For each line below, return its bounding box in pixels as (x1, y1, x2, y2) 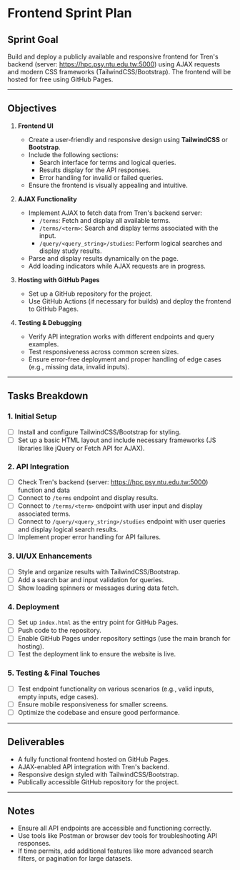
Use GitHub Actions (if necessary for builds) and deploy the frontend (28, 296, 231, 305)
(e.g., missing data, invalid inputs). (28, 362, 130, 371)
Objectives (7, 102, 57, 115)
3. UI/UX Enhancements (7, 551, 93, 561)
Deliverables (7, 736, 65, 748)
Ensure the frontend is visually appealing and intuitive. (28, 181, 188, 189)
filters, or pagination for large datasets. (17, 854, 133, 863)
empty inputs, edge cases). (17, 692, 99, 701)
